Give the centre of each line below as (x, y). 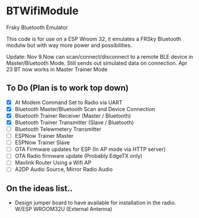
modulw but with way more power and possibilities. (69, 45)
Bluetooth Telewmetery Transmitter (58, 129)
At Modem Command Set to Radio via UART (69, 102)
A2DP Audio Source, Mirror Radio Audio (64, 169)
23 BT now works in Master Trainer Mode (57, 69)
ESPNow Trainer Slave (42, 143)
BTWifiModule (42, 11)
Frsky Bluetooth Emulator (37, 27)
